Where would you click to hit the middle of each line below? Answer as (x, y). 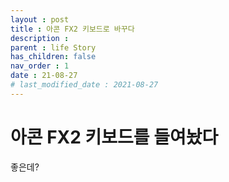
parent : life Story (53, 47)
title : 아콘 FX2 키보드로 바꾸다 (72, 29)
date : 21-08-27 (44, 76)
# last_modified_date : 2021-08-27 (84, 85)
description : (40, 38)
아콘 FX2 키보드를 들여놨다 (114, 137)
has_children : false (53, 57)
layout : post (40, 19)
